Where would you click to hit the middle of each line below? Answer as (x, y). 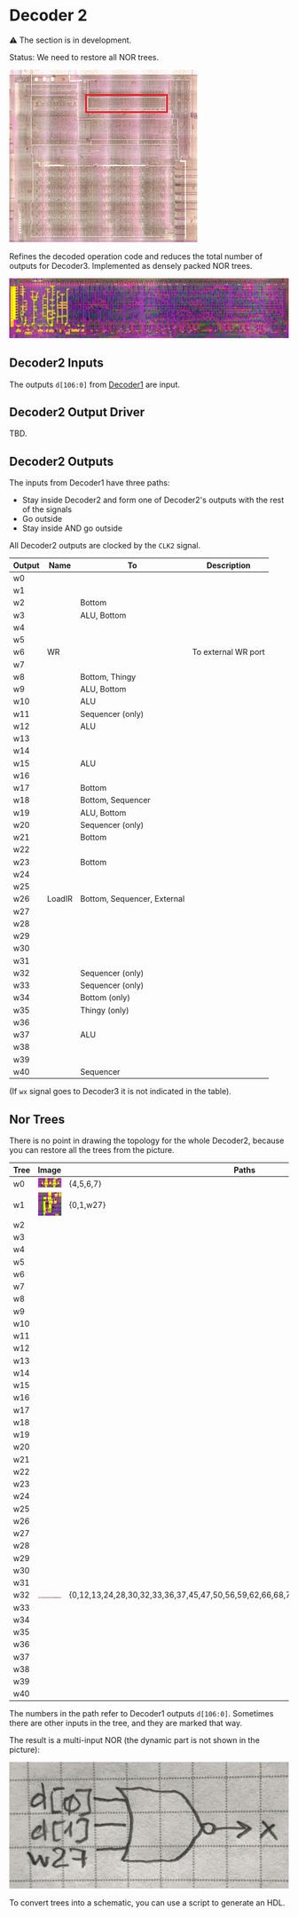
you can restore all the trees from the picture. (92, 1150)
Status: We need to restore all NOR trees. (84, 57)
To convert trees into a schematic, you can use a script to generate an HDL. (147, 1903)
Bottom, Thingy (108, 676)
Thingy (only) (105, 1010)
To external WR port (228, 652)
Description (228, 565)
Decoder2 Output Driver (77, 412)
